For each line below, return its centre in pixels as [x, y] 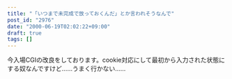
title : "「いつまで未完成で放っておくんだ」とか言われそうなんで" [91, 14]
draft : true [24, 33]
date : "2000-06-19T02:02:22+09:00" [59, 26]
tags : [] [20, 39]
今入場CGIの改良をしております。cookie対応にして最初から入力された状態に [116, 60]
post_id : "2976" [31, 20]
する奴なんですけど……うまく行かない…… [67, 69]
